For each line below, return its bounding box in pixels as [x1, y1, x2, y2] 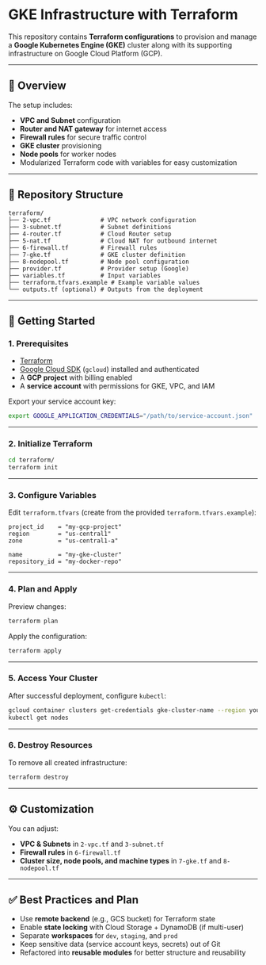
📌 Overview [8, 79, 66, 93]
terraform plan [8, 617, 59, 625]
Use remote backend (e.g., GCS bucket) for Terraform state [19, 914, 216, 924]
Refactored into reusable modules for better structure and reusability [19, 948, 246, 957]
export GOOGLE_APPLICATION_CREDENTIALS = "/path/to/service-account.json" [8, 412, 253, 420]
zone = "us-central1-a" [8, 537, 119, 545]
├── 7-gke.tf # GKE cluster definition [8, 251, 186, 258]
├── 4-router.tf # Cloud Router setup [8, 230, 172, 238]
